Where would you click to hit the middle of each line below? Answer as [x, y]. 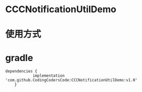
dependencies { [21, 71]
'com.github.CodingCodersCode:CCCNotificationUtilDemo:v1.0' [72, 80]
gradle [19, 58]
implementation [49, 76]
